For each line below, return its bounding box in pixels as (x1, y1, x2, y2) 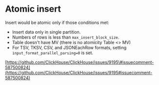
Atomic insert (5, 3, 61, 15)
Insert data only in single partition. (12, 29, 81, 35)
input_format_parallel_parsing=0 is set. (12, 50, 94, 56)
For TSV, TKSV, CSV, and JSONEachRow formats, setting (12, 44, 127, 50)
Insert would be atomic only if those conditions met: (5, 20, 110, 25)
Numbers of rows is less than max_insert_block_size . (12, 34, 119, 40)
